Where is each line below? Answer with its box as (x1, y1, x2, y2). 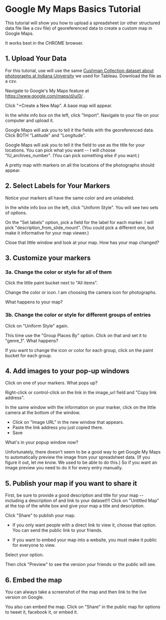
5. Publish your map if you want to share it (5, 479, 137, 488)
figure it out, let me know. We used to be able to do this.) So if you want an (5, 459, 158, 465)
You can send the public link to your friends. (12, 527, 103, 533)
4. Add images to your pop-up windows (5, 367, 130, 375)
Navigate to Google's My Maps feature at (5, 88, 89, 94)
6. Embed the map (5, 576, 62, 584)
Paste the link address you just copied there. (12, 425, 104, 431)
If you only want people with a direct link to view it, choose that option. (12, 522, 157, 528)
